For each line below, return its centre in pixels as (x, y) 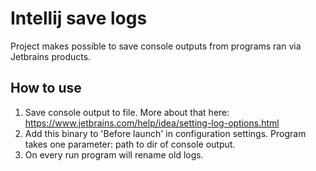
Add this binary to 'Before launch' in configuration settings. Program (165, 133)
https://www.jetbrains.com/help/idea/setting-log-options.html (152, 123)
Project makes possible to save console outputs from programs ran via (156, 46)
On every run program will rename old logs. (114, 154)
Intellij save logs (79, 18)
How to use (46, 88)
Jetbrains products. (51, 56)
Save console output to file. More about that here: (127, 112)
